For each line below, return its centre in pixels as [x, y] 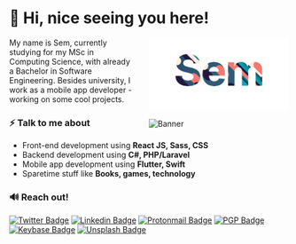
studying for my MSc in [52, 51]
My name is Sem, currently [58, 43]
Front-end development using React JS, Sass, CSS [115, 146]
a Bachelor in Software [51, 71]
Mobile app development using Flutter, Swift [104, 164]
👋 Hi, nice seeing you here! [109, 18]
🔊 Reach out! [39, 197]
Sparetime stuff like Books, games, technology [109, 174]
